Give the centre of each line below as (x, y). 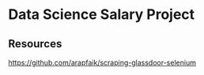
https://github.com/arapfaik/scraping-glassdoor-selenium (102, 62)
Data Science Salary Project (102, 15)
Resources (35, 44)
